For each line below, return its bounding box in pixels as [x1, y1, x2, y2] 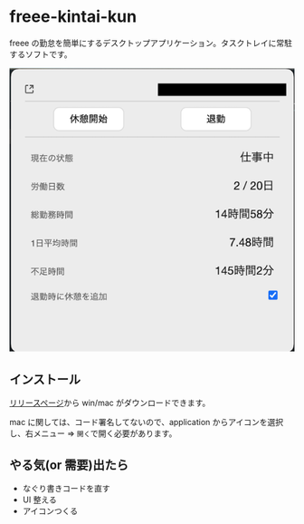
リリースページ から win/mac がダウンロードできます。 [9, 397, 211, 409]
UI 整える [22, 494, 57, 505]
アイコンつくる [22, 506, 79, 517]
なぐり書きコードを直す [22, 483, 110, 494]
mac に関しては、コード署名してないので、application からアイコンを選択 [9, 417, 284, 428]
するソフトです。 [9, 48, 72, 60]
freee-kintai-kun [9, 6, 138, 27]
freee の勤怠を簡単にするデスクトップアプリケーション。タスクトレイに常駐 [9, 37, 292, 48]
